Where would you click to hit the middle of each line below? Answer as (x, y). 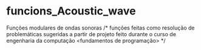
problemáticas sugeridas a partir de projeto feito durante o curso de (91, 34)
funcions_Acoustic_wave (71, 11)
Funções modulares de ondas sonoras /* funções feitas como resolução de (101, 28)
